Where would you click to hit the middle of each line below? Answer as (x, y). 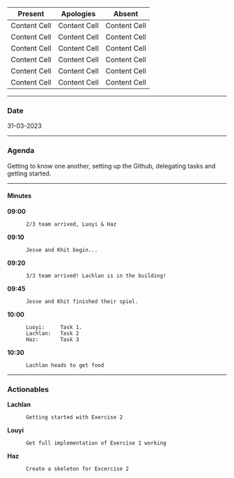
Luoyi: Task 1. (54, 327)
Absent (126, 14)
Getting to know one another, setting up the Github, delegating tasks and (111, 166)
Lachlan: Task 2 (52, 333)
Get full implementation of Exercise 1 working (96, 443)
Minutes (19, 196)
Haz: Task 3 (52, 339)
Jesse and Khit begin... (62, 250)
